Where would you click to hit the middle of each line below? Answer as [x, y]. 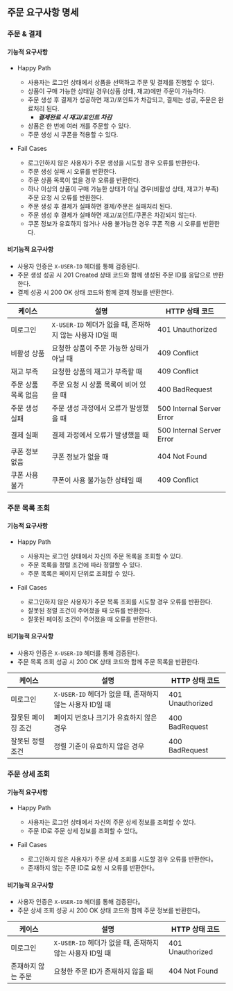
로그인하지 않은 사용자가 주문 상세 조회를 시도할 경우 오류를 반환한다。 [122, 859]
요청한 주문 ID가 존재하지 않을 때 [104, 972]
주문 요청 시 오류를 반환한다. [66, 198]
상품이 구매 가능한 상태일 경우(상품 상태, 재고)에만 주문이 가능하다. [117, 91]
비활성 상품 [28, 353]
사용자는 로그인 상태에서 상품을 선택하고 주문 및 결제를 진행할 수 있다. [121, 82]
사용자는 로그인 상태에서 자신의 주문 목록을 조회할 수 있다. [105, 556]
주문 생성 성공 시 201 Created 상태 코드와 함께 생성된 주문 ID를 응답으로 [114, 275]
